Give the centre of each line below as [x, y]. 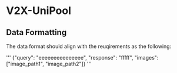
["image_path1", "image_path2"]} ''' [49, 64]
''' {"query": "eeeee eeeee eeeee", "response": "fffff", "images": [82, 58]
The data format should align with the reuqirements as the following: [89, 46]
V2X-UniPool [39, 11]
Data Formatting [36, 32]
